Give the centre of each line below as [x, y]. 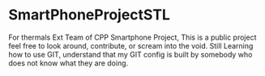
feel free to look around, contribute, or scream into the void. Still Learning [131, 45]
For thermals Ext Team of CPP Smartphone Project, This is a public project [132, 37]
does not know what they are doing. [68, 63]
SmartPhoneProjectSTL [89, 15]
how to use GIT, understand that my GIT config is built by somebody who [130, 54]
